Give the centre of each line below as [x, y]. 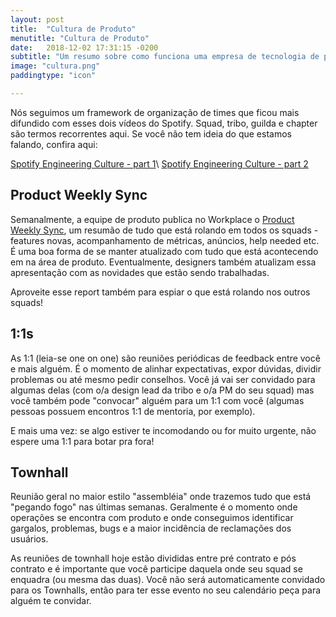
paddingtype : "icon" [53, 76]
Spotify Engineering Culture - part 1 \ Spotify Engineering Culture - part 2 [159, 163]
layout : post [37, 19]
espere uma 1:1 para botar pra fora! [82, 441]
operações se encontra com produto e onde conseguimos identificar [152, 518]
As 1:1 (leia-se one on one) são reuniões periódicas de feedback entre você [165, 358]
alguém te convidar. [51, 601]
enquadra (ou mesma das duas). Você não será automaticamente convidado [168, 580]
